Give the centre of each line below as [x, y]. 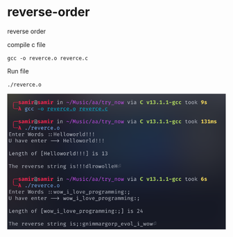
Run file [18, 71]
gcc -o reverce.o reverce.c [48, 58]
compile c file [27, 44]
